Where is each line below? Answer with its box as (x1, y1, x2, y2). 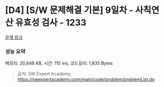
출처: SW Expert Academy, (17, 71, 72, 77)
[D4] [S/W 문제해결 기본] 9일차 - (5, 4, 134, 16)
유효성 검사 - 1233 (15, 17, 87, 28)
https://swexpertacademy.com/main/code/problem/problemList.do (17, 77, 155, 83)
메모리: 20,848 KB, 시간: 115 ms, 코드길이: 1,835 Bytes (5, 60, 113, 66)
